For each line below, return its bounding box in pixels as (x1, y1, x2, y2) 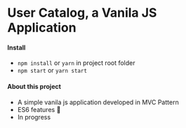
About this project (7, 82, 62, 90)
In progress (17, 113, 51, 121)
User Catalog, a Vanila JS (7, 5, 157, 21)
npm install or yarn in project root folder (17, 59, 135, 67)
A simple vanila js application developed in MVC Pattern (17, 98, 179, 106)
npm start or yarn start (17, 66, 88, 75)
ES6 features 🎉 (17, 105, 61, 113)
